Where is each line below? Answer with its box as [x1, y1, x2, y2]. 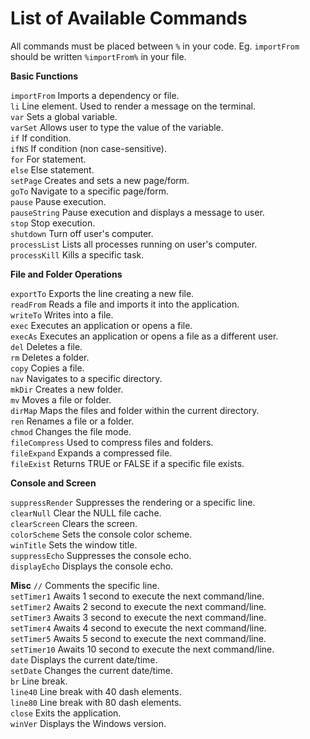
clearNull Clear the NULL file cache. [10, 507, 162, 519]
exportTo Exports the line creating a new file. [10, 287, 195, 299]
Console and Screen [10, 477, 97, 489]
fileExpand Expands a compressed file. [10, 447, 173, 459]
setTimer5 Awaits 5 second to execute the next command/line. [10, 632, 267, 644]
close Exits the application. [10, 707, 122, 719]
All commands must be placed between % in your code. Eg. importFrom [10, 40, 300, 52]
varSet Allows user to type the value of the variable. [10, 121, 224, 133]
